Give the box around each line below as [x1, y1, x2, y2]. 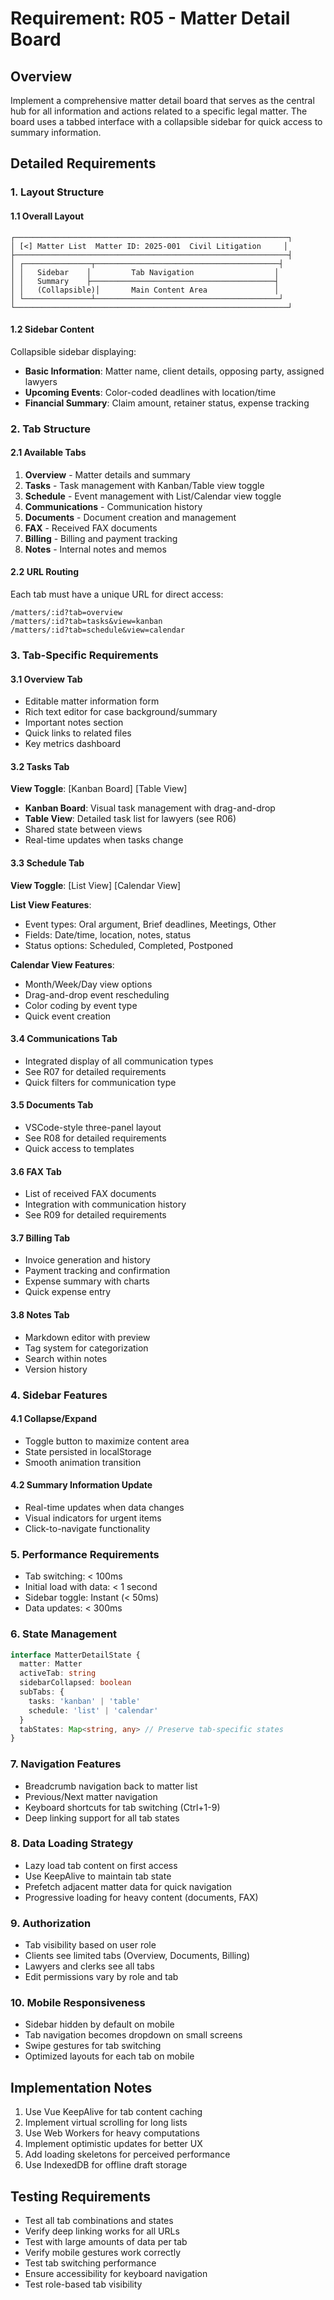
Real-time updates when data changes [24, 1501, 185, 1513]
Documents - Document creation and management [24, 511, 237, 523]
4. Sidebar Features [10, 1388, 108, 1402]
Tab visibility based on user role [24, 1939, 157, 1951]
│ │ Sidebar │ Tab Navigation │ [10, 267, 280, 277]
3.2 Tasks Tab [10, 760, 70, 772]
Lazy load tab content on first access [24, 1859, 178, 1871]
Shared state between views [24, 823, 143, 836]
